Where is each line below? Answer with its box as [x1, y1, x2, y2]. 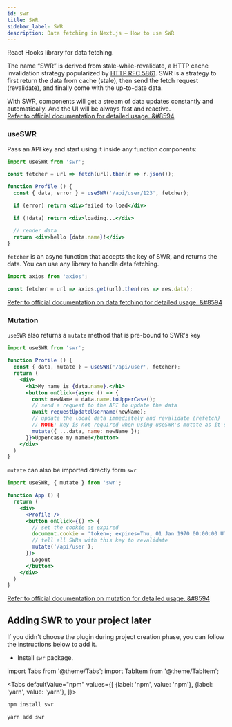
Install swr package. [17, 654, 74, 662]
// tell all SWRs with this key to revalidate [32, 537, 168, 544]
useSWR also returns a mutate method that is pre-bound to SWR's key [7, 331, 201, 340]
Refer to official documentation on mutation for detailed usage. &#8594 [7, 594, 211, 602]
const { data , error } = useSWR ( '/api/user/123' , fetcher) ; [13, 190, 190, 197]
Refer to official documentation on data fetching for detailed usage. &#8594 [7, 298, 223, 306]
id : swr [7, 10, 30, 17]
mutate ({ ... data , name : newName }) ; [32, 427, 140, 434]
